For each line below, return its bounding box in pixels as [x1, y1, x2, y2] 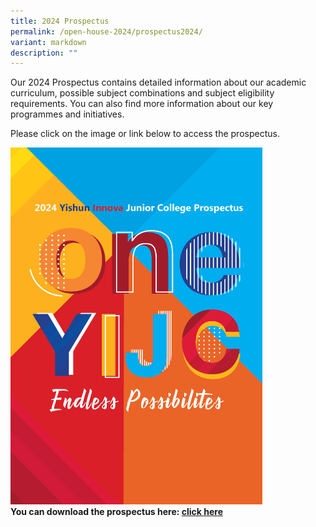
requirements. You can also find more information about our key [10, 98, 274, 110]
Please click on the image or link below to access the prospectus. [10, 128, 280, 140]
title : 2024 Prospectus [10, 16, 110, 26]
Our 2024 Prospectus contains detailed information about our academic [10, 76, 307, 89]
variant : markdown [10, 37, 87, 47]
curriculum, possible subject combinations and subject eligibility [10, 87, 275, 99]
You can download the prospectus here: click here [10, 505, 224, 517]
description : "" [10, 48, 78, 58]
